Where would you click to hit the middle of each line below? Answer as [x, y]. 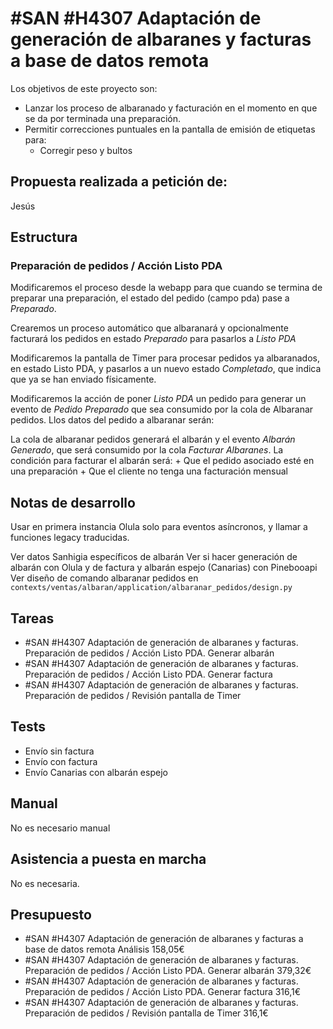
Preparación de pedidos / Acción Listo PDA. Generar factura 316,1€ [163, 992]
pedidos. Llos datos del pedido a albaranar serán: [112, 420]
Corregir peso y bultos [86, 150]
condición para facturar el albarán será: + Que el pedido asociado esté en [162, 461]
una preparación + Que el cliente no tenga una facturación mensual [149, 471]
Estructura [44, 237]
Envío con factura [61, 761]
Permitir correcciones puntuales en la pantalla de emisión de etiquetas [170, 129]
